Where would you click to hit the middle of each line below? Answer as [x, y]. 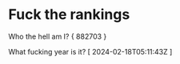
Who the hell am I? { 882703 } [58, 36]
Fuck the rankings [69, 15]
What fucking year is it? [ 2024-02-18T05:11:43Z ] [90, 51]
